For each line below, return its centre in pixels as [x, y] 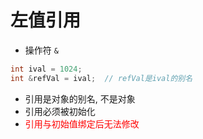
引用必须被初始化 [60, 111]
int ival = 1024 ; [46, 69]
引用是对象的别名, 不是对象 [80, 98]
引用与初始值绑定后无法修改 [82, 123]
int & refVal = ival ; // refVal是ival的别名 [101, 78]
